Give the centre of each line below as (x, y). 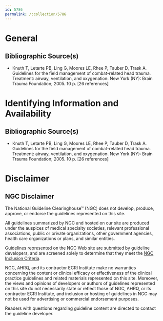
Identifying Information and (62, 103)
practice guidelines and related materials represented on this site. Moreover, (82, 278)
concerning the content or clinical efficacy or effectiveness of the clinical (79, 273)
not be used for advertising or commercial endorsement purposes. (72, 299)
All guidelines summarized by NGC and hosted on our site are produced (77, 223)
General (21, 38)
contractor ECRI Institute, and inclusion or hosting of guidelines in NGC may (81, 294)
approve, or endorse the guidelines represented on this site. (65, 213)
